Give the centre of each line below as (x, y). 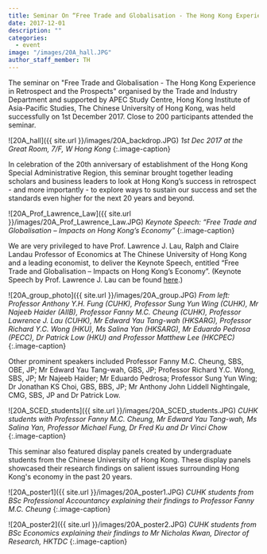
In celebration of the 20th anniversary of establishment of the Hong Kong (128, 164)
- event (28, 45)
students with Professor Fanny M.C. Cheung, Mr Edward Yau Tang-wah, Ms (133, 419)
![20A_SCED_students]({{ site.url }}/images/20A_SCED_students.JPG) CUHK (133, 410)
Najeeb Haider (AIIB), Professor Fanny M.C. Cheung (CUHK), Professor (125, 312)
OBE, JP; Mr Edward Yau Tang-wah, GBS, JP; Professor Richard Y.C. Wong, (132, 369)
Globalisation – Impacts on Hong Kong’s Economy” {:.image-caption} (122, 230)
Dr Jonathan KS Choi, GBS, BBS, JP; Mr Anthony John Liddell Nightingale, (129, 386)
